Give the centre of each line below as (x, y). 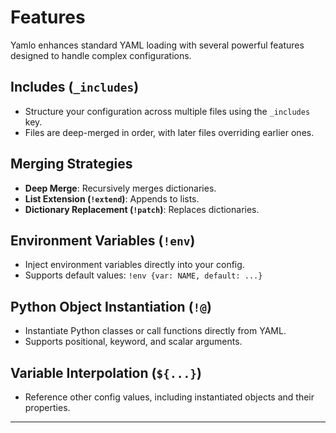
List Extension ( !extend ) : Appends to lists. (112, 198)
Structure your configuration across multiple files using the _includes (167, 111)
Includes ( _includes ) (75, 87)
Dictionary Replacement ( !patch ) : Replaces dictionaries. (142, 209)
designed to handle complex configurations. (101, 55)
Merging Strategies (71, 164)
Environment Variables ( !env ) (103, 240)
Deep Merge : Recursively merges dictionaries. (120, 188)
